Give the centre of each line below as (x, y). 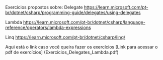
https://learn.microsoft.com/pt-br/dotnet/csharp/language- (84, 22)
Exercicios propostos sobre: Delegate (44, 7)
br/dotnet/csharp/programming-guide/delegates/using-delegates (73, 12)
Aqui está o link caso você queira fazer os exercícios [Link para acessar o (81, 47)
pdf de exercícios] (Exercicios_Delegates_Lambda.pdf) (62, 52)
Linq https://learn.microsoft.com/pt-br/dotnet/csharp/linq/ (65, 37)
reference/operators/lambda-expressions (48, 27)
